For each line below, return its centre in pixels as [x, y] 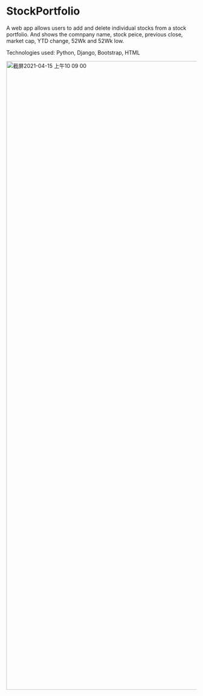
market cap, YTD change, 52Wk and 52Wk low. [65, 41]
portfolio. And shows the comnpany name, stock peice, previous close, [95, 34]
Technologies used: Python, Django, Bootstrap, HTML [73, 52]
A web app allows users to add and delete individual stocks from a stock [96, 28]
